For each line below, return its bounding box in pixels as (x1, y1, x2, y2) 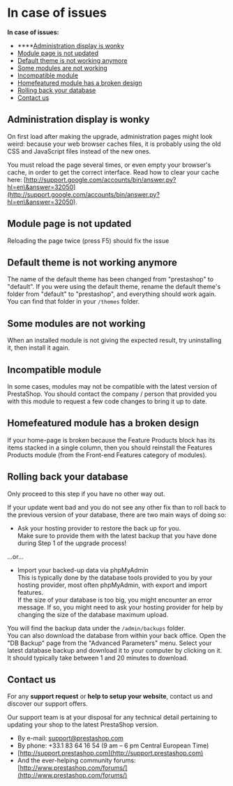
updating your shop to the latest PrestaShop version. (7, 720, 159, 729)
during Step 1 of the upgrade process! (17, 539, 127, 547)
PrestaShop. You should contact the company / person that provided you (7, 390, 217, 398)
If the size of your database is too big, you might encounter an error (17, 595, 213, 604)
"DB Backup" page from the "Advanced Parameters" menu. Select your (7, 639, 212, 647)
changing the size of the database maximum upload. (17, 610, 169, 618)
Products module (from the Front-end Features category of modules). (7, 450, 207, 459)
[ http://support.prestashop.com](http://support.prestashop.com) (17, 749, 204, 757)
